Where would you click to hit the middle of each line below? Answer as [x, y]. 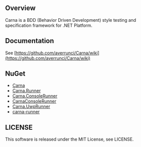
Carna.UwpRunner [31, 106]
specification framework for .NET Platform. [49, 25]
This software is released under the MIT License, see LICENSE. [70, 139]
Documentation [30, 41]
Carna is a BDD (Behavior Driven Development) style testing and [71, 20]
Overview [21, 8]
